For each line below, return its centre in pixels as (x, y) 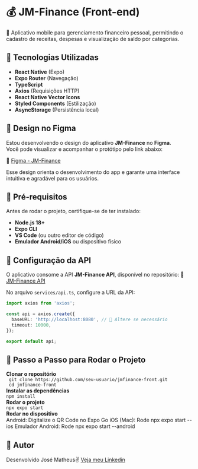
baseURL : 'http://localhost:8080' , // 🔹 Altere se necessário (90, 319)
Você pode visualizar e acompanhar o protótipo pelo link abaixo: (85, 149)
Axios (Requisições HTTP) (47, 91)
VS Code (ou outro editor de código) (59, 235)
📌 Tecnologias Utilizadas (52, 58)
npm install (21, 397)
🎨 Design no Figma (41, 129)
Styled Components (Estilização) (55, 103)
